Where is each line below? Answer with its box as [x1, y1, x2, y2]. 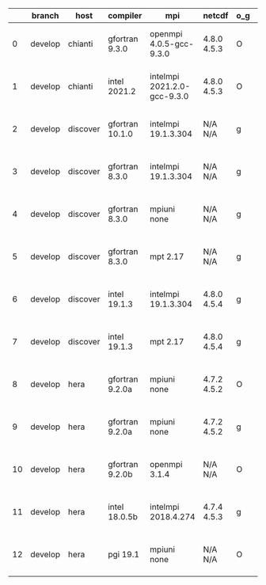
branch [31, 10, 59, 21]
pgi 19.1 [108, 549, 140, 560]
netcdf [203, 10, 229, 21]
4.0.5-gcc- [150, 39, 194, 49]
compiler [108, 10, 142, 21]
